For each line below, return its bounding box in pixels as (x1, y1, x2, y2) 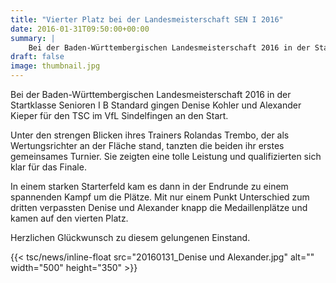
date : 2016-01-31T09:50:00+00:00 (10, 24, 150, 34)
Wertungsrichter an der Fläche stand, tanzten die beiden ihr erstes (10, 140, 285, 151)
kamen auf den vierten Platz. (10, 212, 129, 224)
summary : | (10, 33, 56, 43)
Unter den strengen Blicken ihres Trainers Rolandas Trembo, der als (10, 129, 290, 141)
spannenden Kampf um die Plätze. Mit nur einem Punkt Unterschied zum (10, 191, 310, 203)
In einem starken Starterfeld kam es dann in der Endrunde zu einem (10, 181, 289, 192)
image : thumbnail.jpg (10, 61, 101, 71)
